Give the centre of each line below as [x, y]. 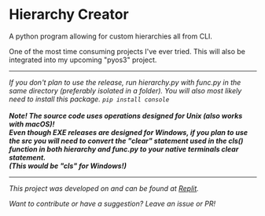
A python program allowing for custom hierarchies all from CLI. [111, 36]
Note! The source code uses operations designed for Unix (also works [126, 115]
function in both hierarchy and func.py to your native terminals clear [124, 149]
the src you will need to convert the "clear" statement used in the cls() [126, 141]
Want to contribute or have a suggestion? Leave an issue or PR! [112, 203]
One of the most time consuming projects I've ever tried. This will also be [127, 51]
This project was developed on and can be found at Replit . [104, 188]
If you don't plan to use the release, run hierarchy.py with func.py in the [125, 82]
